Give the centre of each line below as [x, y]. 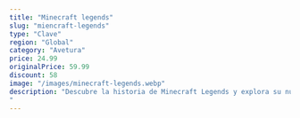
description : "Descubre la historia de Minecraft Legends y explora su [145, 91]
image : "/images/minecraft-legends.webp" [87, 83]
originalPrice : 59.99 [50, 67]
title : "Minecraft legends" [62, 17]
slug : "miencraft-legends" [59, 26]
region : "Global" [42, 42]
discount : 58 [33, 75]
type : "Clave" [36, 34]
